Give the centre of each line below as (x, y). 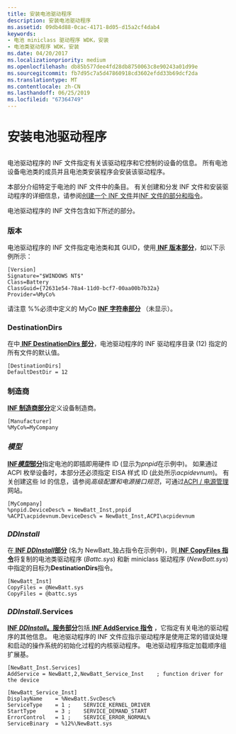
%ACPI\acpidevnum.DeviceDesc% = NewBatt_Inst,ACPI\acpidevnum (101, 516)
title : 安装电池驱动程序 (40, 14)
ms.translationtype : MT (43, 80)
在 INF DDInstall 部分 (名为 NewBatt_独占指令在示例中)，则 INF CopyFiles (114, 550)
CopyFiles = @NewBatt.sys (45, 588)
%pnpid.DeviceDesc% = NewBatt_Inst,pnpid (69, 510)
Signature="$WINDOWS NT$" (45, 276)
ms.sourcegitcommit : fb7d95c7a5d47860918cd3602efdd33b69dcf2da (103, 73)
